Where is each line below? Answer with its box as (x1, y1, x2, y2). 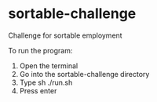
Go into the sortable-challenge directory (19, 69, 150, 78)
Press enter (19, 86, 57, 95)
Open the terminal (19, 60, 78, 71)
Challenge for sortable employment (8, 31, 123, 40)
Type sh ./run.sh (19, 78, 73, 87)
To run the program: (8, 46, 73, 55)
